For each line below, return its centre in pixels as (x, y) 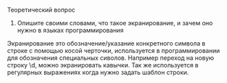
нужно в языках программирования (70, 30)
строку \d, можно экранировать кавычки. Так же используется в (103, 65)
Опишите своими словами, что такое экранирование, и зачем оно (115, 23)
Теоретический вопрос (41, 10)
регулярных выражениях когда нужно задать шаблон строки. (98, 72)
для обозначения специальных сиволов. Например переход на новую (111, 58)
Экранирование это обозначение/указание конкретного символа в (106, 43)
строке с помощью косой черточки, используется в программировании (113, 51)
